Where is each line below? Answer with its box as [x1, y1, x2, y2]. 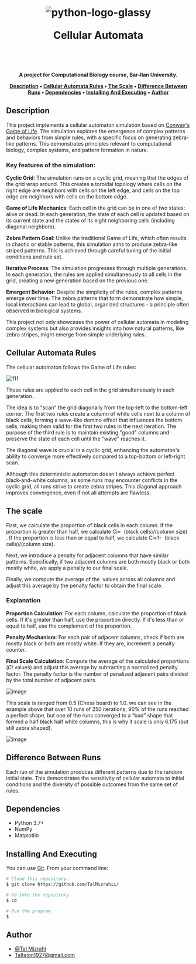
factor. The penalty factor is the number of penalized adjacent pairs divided [6, 670, 188, 678]
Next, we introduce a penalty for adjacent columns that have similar [6, 552, 169, 559]
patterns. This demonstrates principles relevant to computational [15, 140, 171, 147]
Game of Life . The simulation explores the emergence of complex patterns [6, 127, 185, 134]
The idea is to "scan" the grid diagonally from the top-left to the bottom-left [6, 404, 188, 411]
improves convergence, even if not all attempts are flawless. [6, 489, 151, 496]
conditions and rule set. [6, 253, 63, 260]
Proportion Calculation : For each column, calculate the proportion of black [6, 609, 187, 616]
